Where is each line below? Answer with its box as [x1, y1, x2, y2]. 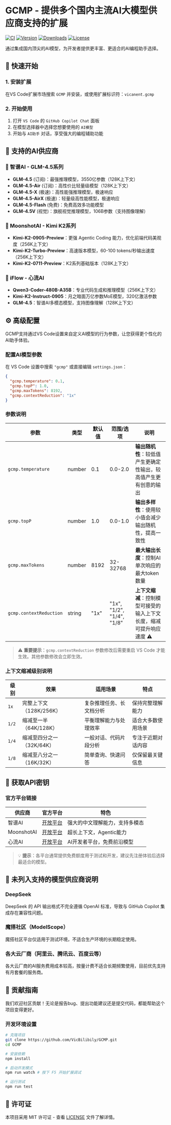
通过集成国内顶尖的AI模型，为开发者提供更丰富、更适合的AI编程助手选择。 [5, 45, 161, 51]
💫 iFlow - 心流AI [5, 274, 44, 282]
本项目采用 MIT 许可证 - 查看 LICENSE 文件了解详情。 [5, 1114, 118, 1120]
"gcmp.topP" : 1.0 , [10, 383, 49, 389]
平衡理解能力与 [84, 717, 121, 724]
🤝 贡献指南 [5, 986, 38, 994]
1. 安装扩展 [5, 78, 32, 85]
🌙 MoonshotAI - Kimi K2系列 [5, 222, 76, 229]
